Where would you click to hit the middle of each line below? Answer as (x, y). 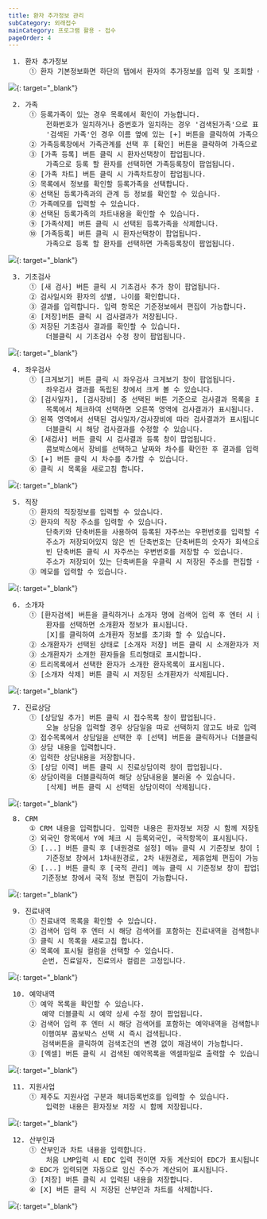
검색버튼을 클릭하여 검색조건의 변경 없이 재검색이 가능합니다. (143, 1044)
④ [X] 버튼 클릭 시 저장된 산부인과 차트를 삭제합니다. (122, 1190)
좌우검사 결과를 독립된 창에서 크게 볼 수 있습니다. (130, 390)
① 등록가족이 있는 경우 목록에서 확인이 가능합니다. (114, 115)
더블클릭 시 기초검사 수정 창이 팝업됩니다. (116, 337)
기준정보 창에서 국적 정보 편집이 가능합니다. (115, 878)
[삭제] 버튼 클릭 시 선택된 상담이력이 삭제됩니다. (129, 787)
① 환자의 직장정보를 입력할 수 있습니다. (97, 512)
